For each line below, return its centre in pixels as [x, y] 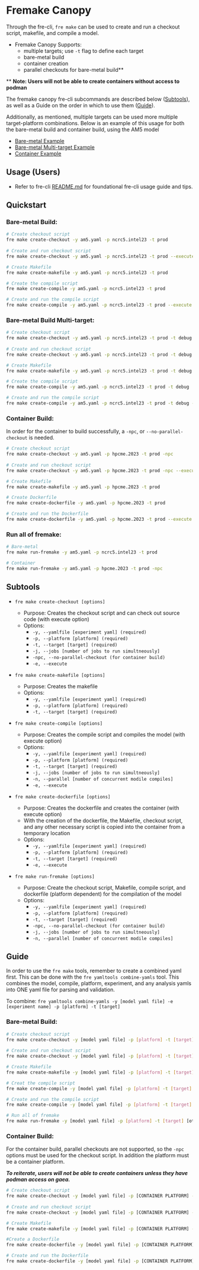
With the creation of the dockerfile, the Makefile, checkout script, [103, 820]
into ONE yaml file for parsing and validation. [61, 990]
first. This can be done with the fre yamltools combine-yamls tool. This [93, 977]
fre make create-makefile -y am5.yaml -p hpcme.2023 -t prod [83, 487]
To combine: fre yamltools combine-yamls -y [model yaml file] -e [90, 1001]
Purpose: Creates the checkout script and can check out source [102, 613]
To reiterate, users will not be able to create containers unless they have [97, 1173]
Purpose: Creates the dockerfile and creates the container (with [101, 808]
